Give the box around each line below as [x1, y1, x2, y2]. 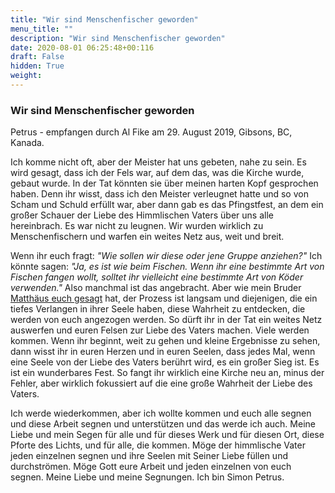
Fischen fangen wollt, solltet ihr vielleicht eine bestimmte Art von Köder [10, 271, 304, 283]
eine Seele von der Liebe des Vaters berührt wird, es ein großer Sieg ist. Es [10, 356, 320, 368]
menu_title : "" [10, 24, 74, 34]
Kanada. [10, 137, 45, 149]
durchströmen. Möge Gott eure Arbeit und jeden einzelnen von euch [10, 461, 292, 473]
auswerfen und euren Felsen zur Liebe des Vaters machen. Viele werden [10, 324, 310, 336]
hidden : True [10, 61, 65, 71]
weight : [10, 71, 43, 81]
